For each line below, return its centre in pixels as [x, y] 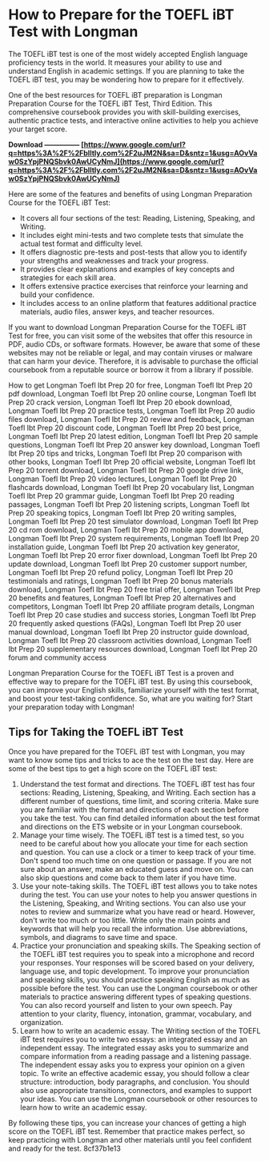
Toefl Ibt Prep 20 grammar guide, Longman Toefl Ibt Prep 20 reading [121, 496]
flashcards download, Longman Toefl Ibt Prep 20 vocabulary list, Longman [131, 487]
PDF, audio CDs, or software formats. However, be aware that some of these [134, 344]
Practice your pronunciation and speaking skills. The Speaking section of [141, 946]
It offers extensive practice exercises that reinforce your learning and [134, 286]
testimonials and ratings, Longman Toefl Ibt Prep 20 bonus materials [121, 580]
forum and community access [57, 657]
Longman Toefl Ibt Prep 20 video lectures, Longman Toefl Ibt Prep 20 [122, 479]
